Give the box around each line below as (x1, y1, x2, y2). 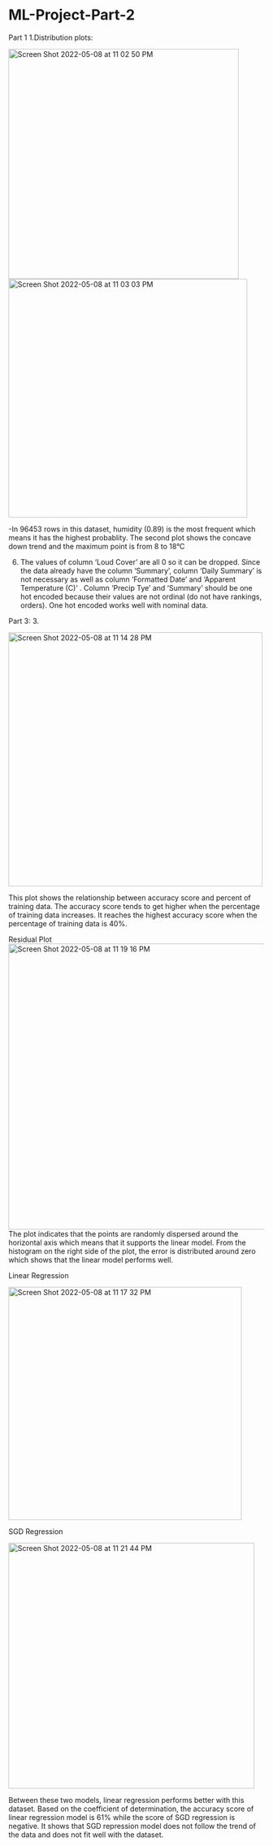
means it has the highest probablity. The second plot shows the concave (8, 532, 252, 542)
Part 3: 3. (8, 616, 39, 626)
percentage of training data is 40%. (8, 918, 128, 928)
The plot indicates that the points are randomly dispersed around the (8, 1228, 239, 1238)
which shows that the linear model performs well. (8, 1254, 173, 1264)
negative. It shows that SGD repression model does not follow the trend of (8, 1821, 257, 1831)
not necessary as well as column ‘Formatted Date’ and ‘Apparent (19, 574, 236, 584)
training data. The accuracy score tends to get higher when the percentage (8, 901, 260, 911)
